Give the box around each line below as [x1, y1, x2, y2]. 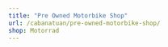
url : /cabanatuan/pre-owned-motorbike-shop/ [8, 19, 161, 27]
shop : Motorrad [8, 26, 60, 34]
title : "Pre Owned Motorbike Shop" [8, 11, 128, 20]
